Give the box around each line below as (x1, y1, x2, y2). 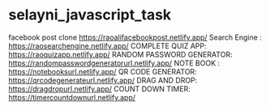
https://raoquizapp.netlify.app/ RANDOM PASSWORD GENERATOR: (8, 49, 233, 59)
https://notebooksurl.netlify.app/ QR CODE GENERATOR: (8, 66, 197, 76)
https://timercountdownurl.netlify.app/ (8, 92, 136, 102)
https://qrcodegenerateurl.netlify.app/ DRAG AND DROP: (8, 75, 198, 85)
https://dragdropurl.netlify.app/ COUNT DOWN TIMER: (8, 83, 191, 94)
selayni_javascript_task (8, 6, 172, 24)
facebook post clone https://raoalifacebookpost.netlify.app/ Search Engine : (8, 32, 262, 42)
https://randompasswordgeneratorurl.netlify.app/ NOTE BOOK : (8, 58, 221, 68)
